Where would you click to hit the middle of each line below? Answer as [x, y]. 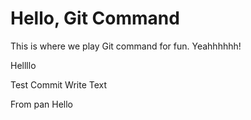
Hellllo [23, 65]
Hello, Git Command [95, 18]
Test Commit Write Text [59, 84]
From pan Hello [42, 104]
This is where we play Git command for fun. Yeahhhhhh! [126, 46]
